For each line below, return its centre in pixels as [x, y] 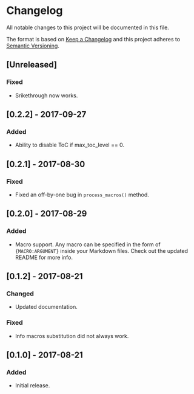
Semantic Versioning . [33, 46]
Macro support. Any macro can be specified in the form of [88, 244]
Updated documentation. [46, 307]
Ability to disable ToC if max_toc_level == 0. [70, 145]
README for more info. [44, 257]
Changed [20, 294]
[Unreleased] [32, 65]
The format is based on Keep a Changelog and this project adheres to [93, 39]
